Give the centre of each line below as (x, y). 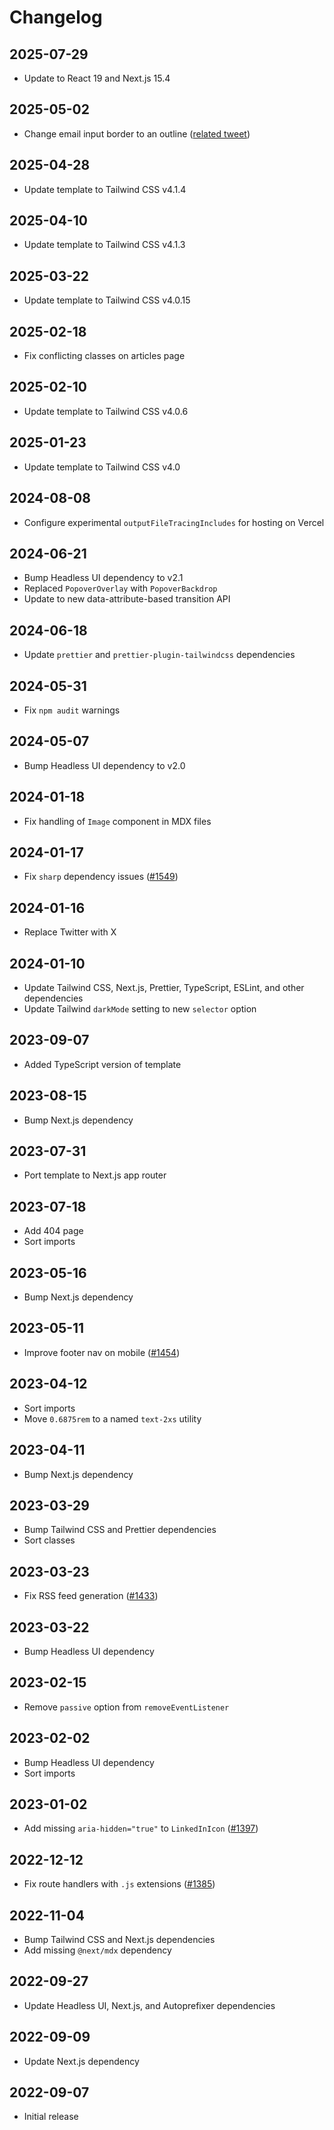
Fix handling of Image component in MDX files (117, 821)
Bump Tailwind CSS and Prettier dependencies (120, 1530)
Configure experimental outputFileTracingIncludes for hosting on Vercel (174, 522)
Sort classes (49, 1540)
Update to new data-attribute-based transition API (127, 599)
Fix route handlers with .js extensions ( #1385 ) (119, 1884)
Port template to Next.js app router (95, 1175)
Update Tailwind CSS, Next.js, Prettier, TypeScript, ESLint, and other (164, 987)
